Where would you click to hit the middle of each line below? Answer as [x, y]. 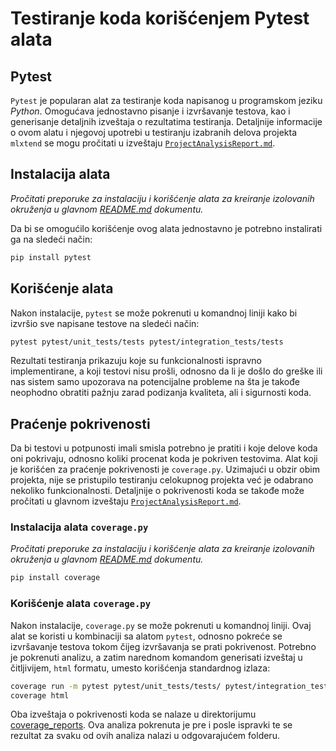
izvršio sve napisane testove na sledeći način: [105, 323]
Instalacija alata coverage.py [79, 527]
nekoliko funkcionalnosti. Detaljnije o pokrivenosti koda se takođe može [157, 491]
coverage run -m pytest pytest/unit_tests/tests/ [116, 686]
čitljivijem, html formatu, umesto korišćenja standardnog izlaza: [140, 668]
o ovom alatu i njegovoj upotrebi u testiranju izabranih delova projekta [154, 132]
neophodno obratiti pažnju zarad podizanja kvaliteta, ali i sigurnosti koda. [161, 393]
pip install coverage [55, 578]
